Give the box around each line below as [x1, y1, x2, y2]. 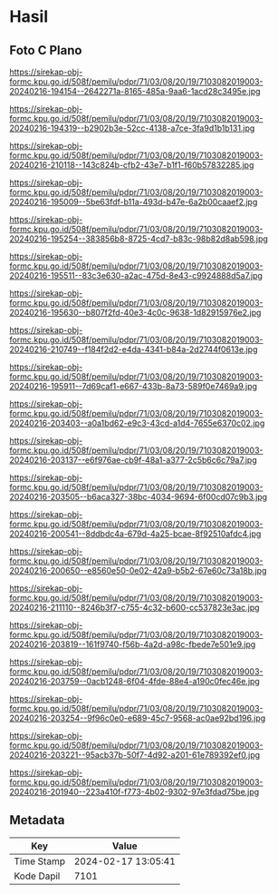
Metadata [9, 812, 65, 828]
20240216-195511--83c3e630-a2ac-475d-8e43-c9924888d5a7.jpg [9, 270, 263, 280]
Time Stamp [14, 855, 66, 868]
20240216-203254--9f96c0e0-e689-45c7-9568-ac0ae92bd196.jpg [9, 712, 266, 723]
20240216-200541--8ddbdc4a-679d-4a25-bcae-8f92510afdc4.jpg [9, 528, 262, 539]
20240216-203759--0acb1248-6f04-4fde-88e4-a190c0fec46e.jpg [9, 676, 260, 686]
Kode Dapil [14, 869, 61, 882]
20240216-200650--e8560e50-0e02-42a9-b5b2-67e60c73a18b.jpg [9, 565, 267, 575]
